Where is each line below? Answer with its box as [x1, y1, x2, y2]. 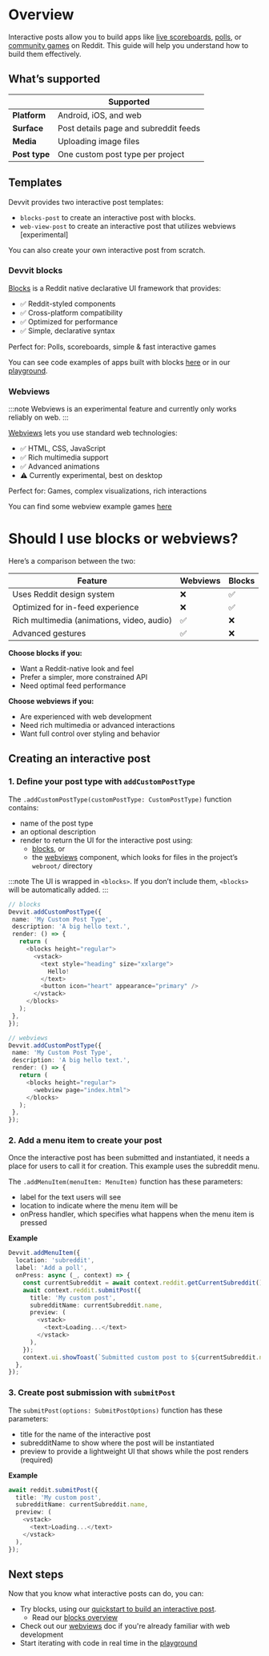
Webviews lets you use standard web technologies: [8, 428, 178, 438]
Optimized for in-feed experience [12, 602, 139, 613]
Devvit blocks [8, 265, 63, 276]
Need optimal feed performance [19, 681, 126, 690]
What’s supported [8, 72, 101, 86]
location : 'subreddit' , [15, 1256, 94, 1264]
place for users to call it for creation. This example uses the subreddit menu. [8, 1161, 260, 1171]
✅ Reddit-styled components [19, 299, 116, 308]
